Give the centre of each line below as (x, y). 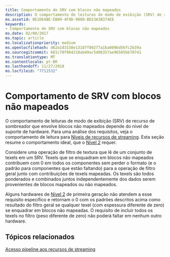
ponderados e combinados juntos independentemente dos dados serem (80, 179)
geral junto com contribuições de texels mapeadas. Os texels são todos (80, 174)
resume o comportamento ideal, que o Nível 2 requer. (61, 142)
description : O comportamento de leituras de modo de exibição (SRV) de (83, 15)
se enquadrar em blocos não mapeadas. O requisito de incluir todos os (79, 210)
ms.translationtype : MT (30, 57)
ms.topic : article (25, 38)
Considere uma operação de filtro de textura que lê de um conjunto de (79, 152)
